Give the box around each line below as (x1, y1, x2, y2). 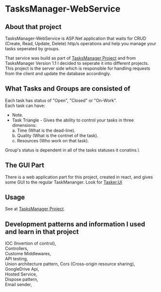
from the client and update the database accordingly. (5, 71, 111, 76)
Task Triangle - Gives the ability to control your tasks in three (12, 117, 134, 123)
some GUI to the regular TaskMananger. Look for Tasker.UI (5, 179, 123, 185)
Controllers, (5, 246, 29, 251)
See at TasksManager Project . (5, 206, 65, 212)
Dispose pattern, (5, 277, 38, 282)
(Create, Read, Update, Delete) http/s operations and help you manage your (5, 41, 157, 46)
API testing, (5, 256, 28, 262)
